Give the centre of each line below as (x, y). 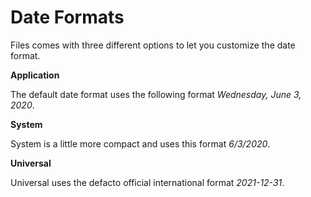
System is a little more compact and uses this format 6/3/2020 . (140, 143)
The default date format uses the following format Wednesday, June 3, (156, 94)
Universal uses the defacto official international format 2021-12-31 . (147, 182)
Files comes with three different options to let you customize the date (153, 45)
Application (35, 75)
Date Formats (67, 17)
